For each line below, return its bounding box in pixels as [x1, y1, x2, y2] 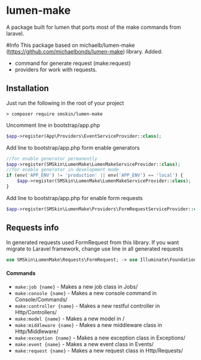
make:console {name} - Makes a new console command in [14, 289, 157, 296]
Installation [6, 84, 49, 94]
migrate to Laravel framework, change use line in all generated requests [6, 245, 184, 252]
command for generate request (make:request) [14, 59, 131, 67]
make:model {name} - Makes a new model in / [14, 315, 124, 322]
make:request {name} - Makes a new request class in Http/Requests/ [14, 347, 184, 354]
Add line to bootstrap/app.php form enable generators [6, 144, 140, 151]
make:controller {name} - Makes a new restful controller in [14, 302, 160, 310]
